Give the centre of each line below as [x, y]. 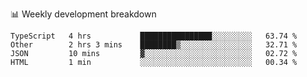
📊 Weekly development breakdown [83, 14]
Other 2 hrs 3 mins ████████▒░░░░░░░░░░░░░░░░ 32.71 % [154, 45]
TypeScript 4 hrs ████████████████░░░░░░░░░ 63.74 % [154, 36]
